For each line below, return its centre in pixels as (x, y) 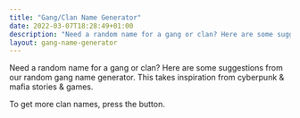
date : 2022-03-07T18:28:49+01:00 (71, 26)
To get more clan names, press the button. (87, 105)
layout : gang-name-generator (63, 42)
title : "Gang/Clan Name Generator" (75, 17)
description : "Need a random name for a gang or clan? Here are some (142, 34)
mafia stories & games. (51, 87)
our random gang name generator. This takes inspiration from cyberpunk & (147, 78)
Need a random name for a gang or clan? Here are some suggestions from (146, 68)
